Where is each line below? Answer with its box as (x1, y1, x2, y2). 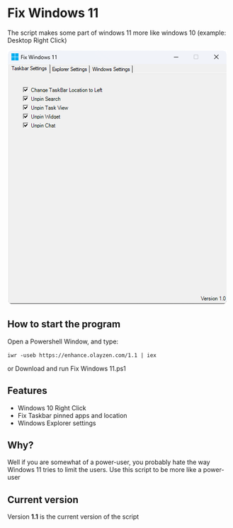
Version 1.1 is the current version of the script (7, 512, 140, 521)
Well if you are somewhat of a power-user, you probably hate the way (7, 458, 210, 466)
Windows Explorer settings (17, 419, 96, 427)
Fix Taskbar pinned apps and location (17, 411, 127, 419)
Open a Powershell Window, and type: (7, 337, 119, 346)
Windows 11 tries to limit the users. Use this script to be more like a (7, 466, 202, 474)
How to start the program (7, 318, 121, 331)
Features (7, 385, 47, 397)
